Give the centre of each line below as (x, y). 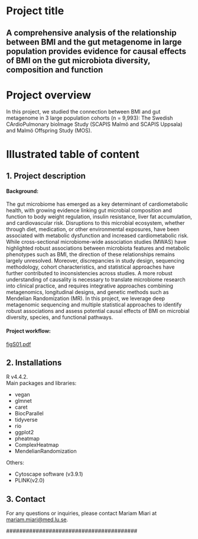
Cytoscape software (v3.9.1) (49, 474)
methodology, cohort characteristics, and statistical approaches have (90, 267)
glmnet (23, 401)
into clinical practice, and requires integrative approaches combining (90, 286)
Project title (35, 11)
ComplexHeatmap (37, 445)
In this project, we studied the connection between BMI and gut (83, 111)
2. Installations (34, 362)
